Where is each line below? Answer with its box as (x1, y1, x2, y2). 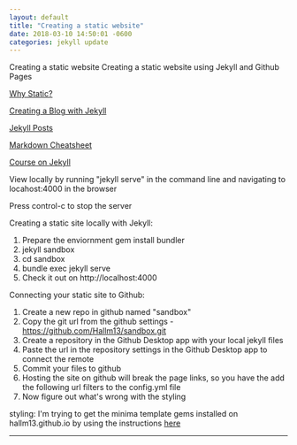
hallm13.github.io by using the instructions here (9, 418, 181, 429)
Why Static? (9, 88, 53, 99)
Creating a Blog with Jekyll (9, 105, 107, 116)
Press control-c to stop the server (9, 201, 133, 211)
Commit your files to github (21, 364, 122, 374)
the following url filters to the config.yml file (21, 382, 181, 393)
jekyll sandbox (21, 244, 75, 255)
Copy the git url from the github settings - (21, 316, 174, 327)
